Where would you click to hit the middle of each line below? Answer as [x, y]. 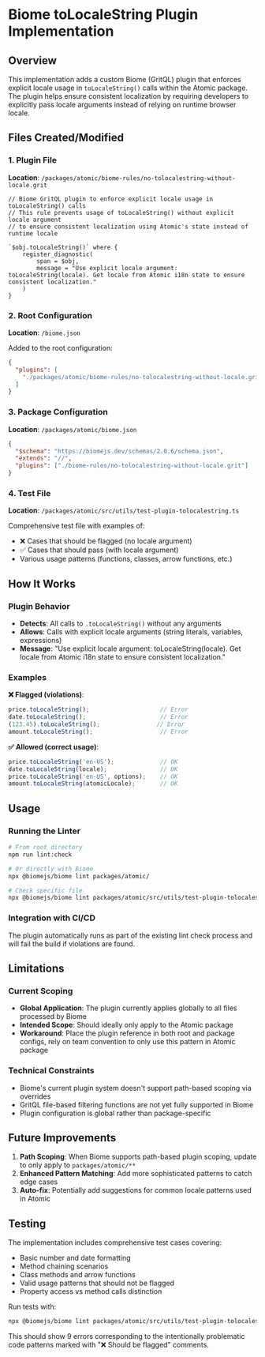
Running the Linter [45, 831]
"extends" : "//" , [44, 459]
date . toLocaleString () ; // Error [99, 717]
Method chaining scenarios [64, 1266]
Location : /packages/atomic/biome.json [73, 429]
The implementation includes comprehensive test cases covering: [115, 1242]
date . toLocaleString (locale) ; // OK [93, 769]
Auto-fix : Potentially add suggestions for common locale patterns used [136, 1190]
